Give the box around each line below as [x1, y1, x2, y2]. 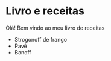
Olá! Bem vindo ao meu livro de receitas [5, 24, 105, 31]
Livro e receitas [5, 4, 85, 18]
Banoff [14, 48, 31, 56]
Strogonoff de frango [14, 36, 68, 43]
